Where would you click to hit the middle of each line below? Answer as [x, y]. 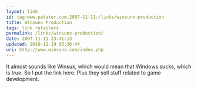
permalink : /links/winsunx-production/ [55, 33]
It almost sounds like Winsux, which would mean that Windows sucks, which [99, 66]
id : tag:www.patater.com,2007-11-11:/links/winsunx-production [85, 17]
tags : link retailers [33, 28]
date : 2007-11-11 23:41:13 [39, 39]
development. [23, 79]
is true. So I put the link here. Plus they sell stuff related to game [84, 72]
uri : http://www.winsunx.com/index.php [55, 50]
